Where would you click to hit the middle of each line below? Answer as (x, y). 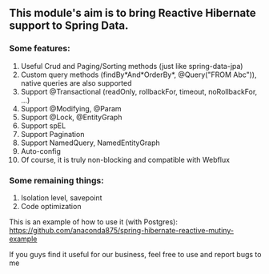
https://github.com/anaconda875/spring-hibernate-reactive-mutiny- (122, 230)
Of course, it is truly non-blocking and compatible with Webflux (125, 159)
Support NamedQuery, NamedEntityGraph (90, 143)
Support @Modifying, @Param (71, 108)
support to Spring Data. (69, 26)
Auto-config (40, 151)
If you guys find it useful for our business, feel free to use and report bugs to (135, 254)
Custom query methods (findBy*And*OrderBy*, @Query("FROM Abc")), (139, 75)
